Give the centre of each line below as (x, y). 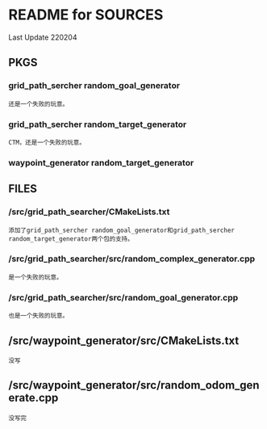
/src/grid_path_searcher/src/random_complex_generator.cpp (132, 259)
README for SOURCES (86, 15)
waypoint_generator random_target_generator (101, 162)
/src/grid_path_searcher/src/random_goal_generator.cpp (123, 297)
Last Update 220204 (43, 37)
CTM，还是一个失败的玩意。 (47, 142)
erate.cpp (33, 398)
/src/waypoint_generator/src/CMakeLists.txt (124, 341)
